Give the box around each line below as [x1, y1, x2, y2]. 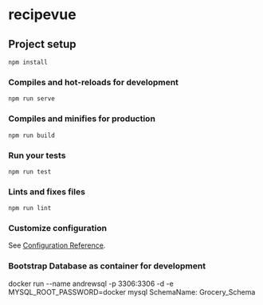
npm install [8, 58, 48, 66]
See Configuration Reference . [8, 240, 106, 250]
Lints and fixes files [8, 186, 86, 197]
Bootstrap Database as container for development [8, 260, 206, 272]
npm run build [8, 131, 56, 139]
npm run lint [8, 205, 52, 213]
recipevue [8, 6, 77, 24]
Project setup [8, 37, 77, 51]
